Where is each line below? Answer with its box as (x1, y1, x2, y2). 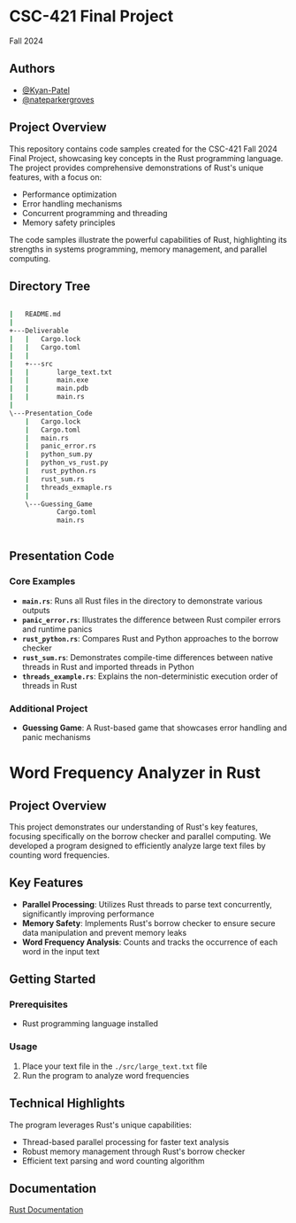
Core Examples (9, 575, 76, 588)
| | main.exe (9, 376, 89, 385)
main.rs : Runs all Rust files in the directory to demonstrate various (21, 596, 263, 606)
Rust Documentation (9, 1204, 84, 1215)
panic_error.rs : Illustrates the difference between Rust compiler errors (21, 614, 281, 625)
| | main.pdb (9, 384, 89, 393)
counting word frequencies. (9, 849, 110, 861)
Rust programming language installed (21, 1018, 159, 1029)
